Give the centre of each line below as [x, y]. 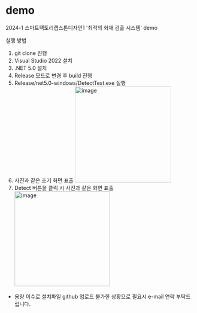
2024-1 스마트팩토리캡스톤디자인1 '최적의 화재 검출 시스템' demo [82, 27]
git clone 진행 [31, 53]
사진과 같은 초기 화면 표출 [44, 180]
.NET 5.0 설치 [31, 68]
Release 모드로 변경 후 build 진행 [53, 75]
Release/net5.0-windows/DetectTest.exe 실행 [70, 83]
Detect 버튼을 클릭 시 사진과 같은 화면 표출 [64, 188]
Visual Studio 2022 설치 [43, 60]
